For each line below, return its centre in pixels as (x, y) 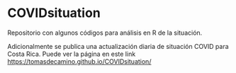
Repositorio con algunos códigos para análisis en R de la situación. (105, 33)
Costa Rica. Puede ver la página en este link (72, 54)
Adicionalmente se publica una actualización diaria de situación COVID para (118, 46)
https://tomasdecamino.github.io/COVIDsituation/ (79, 61)
